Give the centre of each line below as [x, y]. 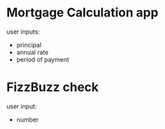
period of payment [43, 59]
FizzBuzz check [53, 87]
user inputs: [23, 32]
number [27, 119]
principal [29, 45]
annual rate [32, 52]
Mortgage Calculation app [82, 13]
